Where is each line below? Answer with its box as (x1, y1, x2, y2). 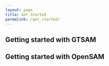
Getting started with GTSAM (5, 35, 96, 44)
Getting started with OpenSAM (5, 52, 105, 61)
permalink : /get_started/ (5, 17, 60, 22)
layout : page (5, 7, 33, 13)
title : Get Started (5, 12, 47, 17)
